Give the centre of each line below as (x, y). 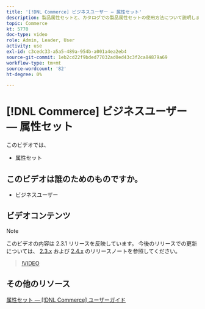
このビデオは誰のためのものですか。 (74, 179)
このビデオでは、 (28, 145)
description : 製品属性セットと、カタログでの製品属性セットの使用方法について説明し (101, 18)
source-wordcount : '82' (37, 69)
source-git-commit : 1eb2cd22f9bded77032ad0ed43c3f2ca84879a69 (87, 57)
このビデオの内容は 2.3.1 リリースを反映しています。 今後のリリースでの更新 (102, 243)
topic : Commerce (27, 23)
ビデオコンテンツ (38, 216)
